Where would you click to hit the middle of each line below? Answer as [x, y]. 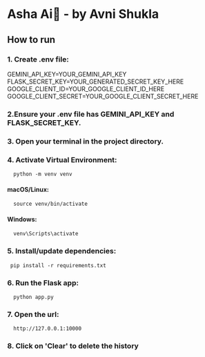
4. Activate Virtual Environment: [62, 160]
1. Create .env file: [38, 59]
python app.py [33, 297]
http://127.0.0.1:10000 [47, 329]
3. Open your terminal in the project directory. [86, 141]
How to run [31, 40]
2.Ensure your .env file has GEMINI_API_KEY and [91, 114]
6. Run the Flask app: [43, 282]
